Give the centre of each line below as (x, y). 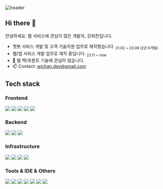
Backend (16, 123)
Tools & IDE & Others (30, 171)
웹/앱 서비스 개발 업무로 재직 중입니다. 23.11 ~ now (59, 54)
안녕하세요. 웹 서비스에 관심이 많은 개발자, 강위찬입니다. (59, 36)
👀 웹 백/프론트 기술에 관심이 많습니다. (48, 61)
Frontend (16, 98)
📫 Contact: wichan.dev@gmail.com (49, 66)
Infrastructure (23, 146)
